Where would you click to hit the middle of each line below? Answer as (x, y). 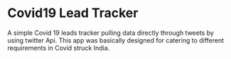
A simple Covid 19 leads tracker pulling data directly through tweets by (111, 33)
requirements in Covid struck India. (59, 48)
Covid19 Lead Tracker (73, 13)
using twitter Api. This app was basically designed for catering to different (116, 40)
